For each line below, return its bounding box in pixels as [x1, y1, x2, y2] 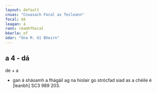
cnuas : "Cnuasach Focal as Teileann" [5, 12, 85, 17]
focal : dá [5, 17, 26, 22]
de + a [5, 67, 19, 73]
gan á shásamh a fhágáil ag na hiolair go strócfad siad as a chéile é [12, 77, 152, 83]
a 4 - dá [5, 54, 30, 63]
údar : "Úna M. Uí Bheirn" [5, 36, 59, 41]
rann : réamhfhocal [5, 26, 44, 31]
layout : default [5, 7, 39, 13]
